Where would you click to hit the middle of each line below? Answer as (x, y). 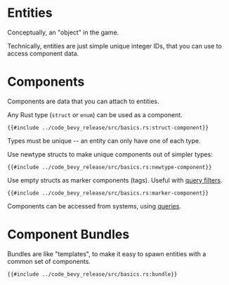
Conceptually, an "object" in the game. (63, 32)
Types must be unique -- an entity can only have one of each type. (104, 140)
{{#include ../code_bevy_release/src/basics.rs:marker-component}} (108, 193)
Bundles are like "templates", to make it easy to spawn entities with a (107, 253)
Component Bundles (68, 235)
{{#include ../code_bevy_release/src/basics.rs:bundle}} (92, 274)
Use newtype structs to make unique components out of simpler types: (110, 154)
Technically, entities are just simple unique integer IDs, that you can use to (115, 46)
